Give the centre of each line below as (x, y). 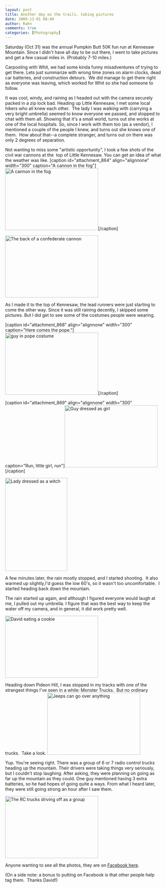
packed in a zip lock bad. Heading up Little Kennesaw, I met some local (78, 103)
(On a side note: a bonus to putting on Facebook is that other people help (80, 875)
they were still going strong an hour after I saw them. (59, 789)
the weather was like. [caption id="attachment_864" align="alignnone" (77, 160)
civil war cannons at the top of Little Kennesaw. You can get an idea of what (83, 155)
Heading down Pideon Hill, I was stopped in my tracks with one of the (76, 685)
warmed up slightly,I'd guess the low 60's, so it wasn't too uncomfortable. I (83, 583)
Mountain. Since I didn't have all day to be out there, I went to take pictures (82, 52)
